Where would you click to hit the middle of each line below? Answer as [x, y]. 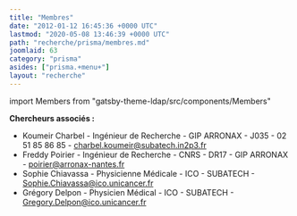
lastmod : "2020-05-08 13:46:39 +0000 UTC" [89, 34]
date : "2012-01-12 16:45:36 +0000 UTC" [84, 26]
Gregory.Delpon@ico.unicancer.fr [84, 202]
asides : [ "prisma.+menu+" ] [59, 68]
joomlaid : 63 [34, 51]
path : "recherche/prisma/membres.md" [80, 42]
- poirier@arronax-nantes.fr [73, 164]
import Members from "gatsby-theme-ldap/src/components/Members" [140, 101]
